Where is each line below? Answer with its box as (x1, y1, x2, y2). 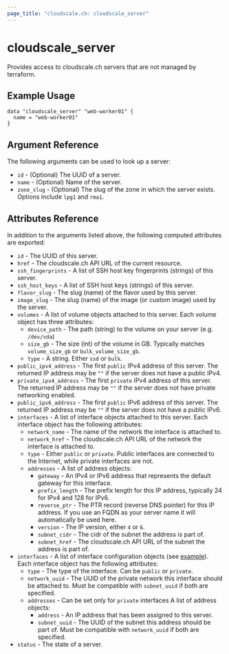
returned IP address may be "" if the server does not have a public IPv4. (17, 369, 222, 377)
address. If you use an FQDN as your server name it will (37, 508, 196, 516)
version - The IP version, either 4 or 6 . (37, 523, 146, 531)
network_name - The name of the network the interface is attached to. (27, 428, 222, 435)
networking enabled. (17, 391, 76, 399)
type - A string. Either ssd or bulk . (27, 355, 122, 362)
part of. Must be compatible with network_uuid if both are (37, 626, 199, 633)
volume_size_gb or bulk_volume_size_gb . (27, 347, 141, 355)
